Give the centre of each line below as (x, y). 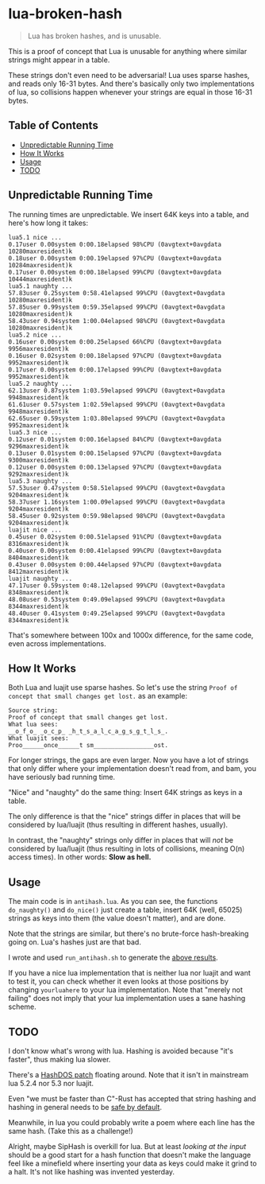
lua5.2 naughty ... (40, 384)
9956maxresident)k (38, 349)
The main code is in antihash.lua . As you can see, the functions (113, 902)
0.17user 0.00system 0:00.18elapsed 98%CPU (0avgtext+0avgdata (115, 244)
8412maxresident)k (38, 571)
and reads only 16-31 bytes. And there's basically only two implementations (132, 84)
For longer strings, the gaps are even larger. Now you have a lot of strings (129, 760)
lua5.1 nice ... (35, 237)
